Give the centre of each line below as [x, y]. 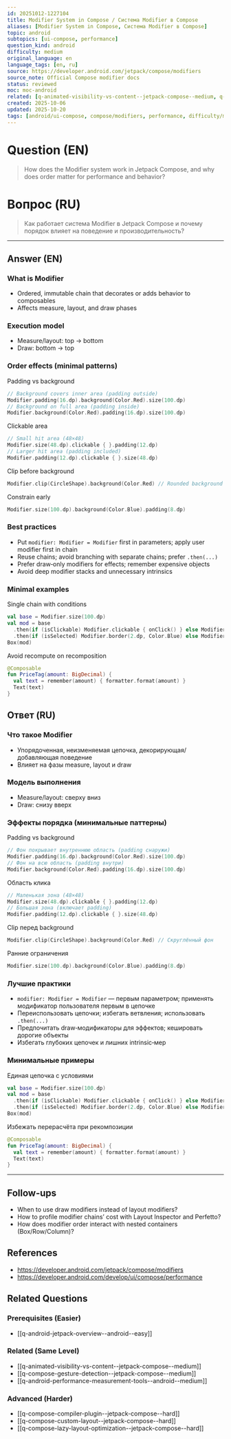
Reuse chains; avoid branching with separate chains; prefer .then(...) [118, 557]
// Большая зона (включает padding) [59, 908]
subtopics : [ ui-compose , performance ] [63, 39]
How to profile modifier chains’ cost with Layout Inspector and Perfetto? [119, 1217]
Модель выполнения [44, 783]
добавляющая [38, 757]
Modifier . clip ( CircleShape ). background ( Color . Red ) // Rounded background [115, 484]
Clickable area [27, 426]
